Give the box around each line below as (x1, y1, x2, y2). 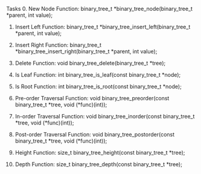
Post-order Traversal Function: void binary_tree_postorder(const (14, 131, 175, 138)
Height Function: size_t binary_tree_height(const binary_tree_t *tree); (14, 149, 185, 156)
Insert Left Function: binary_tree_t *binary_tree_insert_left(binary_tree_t (14, 24, 191, 30)
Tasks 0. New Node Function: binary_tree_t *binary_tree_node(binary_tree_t (6, 5, 193, 12)
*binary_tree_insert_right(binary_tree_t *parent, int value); (14, 48, 158, 55)
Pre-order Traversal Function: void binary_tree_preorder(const (14, 95, 170, 101)
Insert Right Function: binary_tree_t (14, 42, 101, 48)
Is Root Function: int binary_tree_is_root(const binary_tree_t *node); (14, 83, 182, 90)
